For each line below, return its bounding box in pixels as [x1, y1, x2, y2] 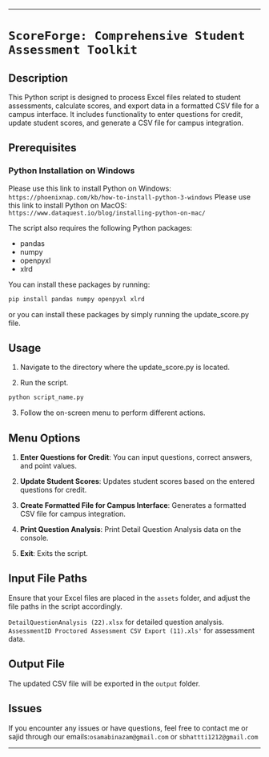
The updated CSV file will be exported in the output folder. [8, 678, 201, 688]
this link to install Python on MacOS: [8, 200, 127, 210]
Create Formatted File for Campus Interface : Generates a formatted [19, 501, 247, 510]
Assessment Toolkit [8, 42, 138, 58]
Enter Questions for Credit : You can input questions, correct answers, [19, 453, 253, 462]
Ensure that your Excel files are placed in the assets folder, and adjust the [8, 593, 251, 602]
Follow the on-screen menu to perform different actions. [19, 408, 206, 417]
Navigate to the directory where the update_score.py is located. [19, 362, 231, 372]
